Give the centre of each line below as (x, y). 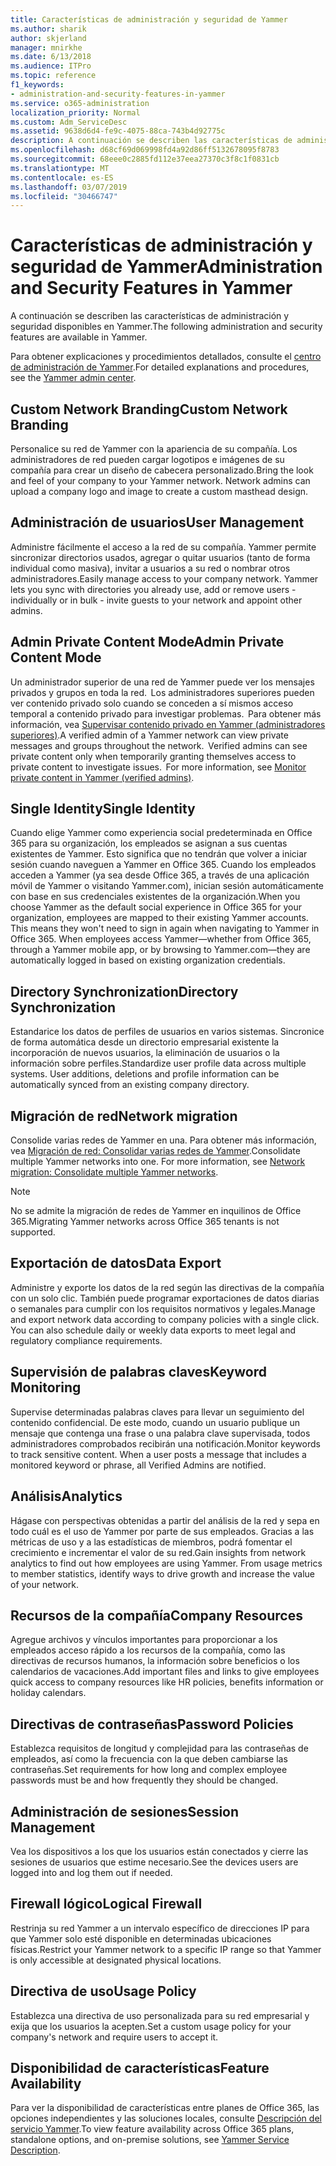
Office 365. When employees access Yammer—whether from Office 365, (161, 939)
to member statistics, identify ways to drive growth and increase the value (162, 1573)
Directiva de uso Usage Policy (103, 1991)
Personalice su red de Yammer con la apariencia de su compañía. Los (154, 449)
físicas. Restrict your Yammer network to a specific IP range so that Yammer (166, 1949)
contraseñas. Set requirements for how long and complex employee (149, 1770)
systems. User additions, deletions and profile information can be (145, 1074)
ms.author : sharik (48, 29)
